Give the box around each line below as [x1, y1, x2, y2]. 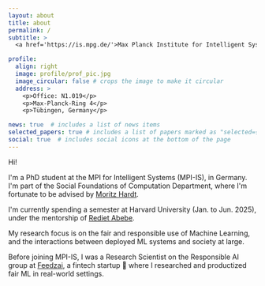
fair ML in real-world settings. [8, 269, 104, 278]
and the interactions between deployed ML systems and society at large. [8, 236, 244, 246]
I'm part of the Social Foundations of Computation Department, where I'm [8, 181, 247, 190]
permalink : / [8, 26, 51, 34]
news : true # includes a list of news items [8, 121, 160, 129]
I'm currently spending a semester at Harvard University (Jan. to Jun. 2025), [8, 205, 257, 214]
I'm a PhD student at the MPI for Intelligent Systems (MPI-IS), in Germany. [8, 172, 248, 182]
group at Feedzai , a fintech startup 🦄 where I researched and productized [8, 260, 247, 269]
